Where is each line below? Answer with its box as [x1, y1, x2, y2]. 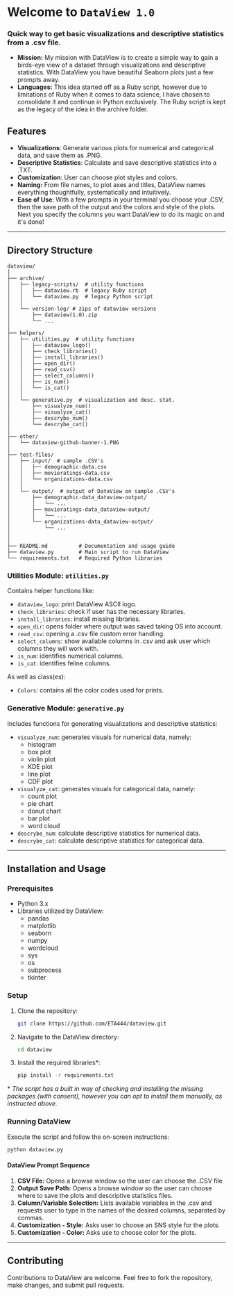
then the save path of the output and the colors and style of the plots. [17, 203, 216, 211]
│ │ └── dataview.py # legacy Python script [7, 293, 154, 300]
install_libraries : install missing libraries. [17, 615, 141, 623]
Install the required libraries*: [17, 1058, 101, 1067]
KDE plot [27, 762, 53, 770]
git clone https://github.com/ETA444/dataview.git [17, 1020, 167, 1027]
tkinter [27, 973, 46, 982]
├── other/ [7, 433, 39, 440]
